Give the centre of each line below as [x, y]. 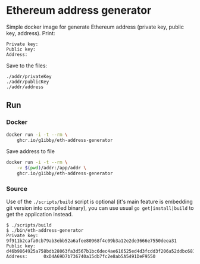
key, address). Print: [31, 33]
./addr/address [25, 87]
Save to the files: [27, 66]
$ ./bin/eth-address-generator [45, 231]
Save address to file [31, 151]
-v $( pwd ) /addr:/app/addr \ [51, 168]
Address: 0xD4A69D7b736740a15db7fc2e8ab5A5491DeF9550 [81, 257]
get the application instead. [40, 215]
